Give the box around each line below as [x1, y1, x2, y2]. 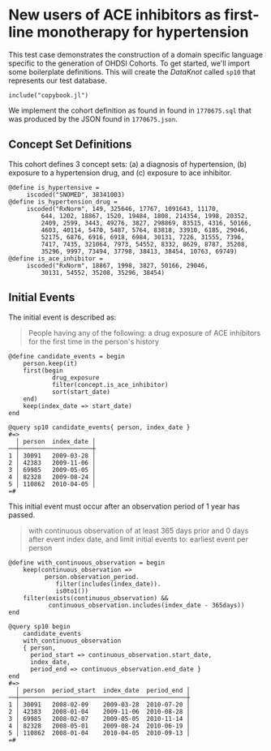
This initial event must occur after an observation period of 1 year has [8, 501, 240, 511]
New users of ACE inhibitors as [8, 6, 222, 24]
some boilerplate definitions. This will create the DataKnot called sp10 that [8, 67, 256, 76]
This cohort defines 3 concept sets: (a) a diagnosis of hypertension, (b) [8, 159, 247, 169]
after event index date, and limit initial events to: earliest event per [28, 534, 249, 544]
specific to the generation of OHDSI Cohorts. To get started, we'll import [8, 58, 250, 68]
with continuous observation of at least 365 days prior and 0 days [28, 526, 249, 535]
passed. [8, 509, 36, 520]
